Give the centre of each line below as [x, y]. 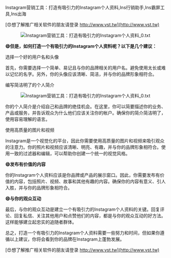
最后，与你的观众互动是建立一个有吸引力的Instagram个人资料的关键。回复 [83, 209]
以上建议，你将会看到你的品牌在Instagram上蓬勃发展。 [67, 239]
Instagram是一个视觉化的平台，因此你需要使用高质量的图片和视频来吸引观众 [85, 141]
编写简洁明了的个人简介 [30, 85]
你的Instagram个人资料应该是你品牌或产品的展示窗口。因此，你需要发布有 [83, 175]
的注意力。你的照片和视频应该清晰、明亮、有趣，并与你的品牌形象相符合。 [83, 147]
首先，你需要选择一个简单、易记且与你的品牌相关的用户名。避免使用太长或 [83, 68]
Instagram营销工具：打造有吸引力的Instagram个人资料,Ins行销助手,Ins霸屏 [83, 7]
